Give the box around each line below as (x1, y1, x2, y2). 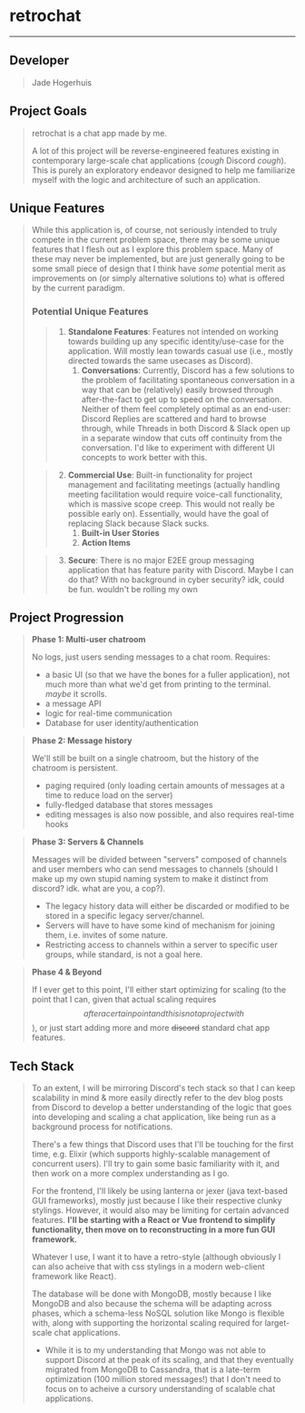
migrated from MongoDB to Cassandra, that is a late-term (44, 1364, 261, 1375)
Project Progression (9, 611, 124, 626)
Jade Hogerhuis (31, 76, 93, 87)
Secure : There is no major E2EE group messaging (67, 554, 255, 565)
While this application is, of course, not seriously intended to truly (31, 225, 278, 236)
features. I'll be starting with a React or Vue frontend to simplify (31, 1215, 276, 1226)
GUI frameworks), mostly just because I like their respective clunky (31, 1196, 283, 1206)
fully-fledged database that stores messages (44, 800, 213, 811)
